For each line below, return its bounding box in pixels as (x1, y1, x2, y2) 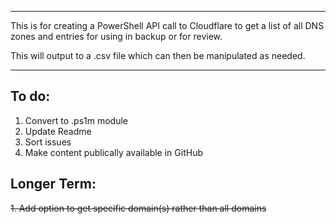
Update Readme (24, 125, 92, 137)
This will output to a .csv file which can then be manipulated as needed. (10, 50, 306, 61)
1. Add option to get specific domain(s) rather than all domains (10, 202, 267, 214)
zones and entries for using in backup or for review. (10, 31, 223, 42)
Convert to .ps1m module (24, 114, 128, 126)
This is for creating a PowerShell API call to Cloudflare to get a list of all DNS (10, 20, 325, 31)
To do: (10, 88, 51, 105)
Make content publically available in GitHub (24, 146, 203, 158)
